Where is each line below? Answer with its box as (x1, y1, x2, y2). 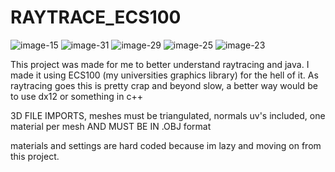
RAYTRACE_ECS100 (10, 6, 182, 29)
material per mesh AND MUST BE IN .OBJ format (10, 120, 212, 132)
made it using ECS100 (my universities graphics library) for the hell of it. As (10, 69, 319, 81)
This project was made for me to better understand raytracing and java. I (10, 58, 310, 70)
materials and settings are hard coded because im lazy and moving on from (10, 139, 322, 151)
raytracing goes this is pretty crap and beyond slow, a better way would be (10, 79, 318, 91)
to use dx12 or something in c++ (10, 90, 143, 102)
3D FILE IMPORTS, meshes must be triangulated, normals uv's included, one (10, 109, 326, 121)
